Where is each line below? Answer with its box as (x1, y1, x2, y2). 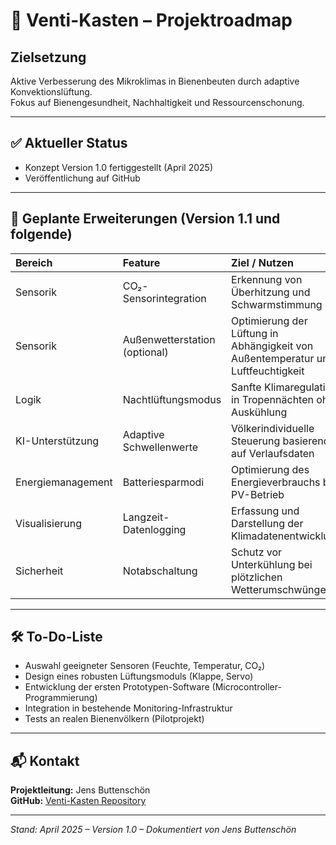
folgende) (10, 226, 73, 243)
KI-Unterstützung (15, 434, 100, 448)
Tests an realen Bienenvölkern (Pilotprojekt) (24, 713, 205, 725)
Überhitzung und (231, 285, 311, 299)
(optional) (122, 345, 169, 359)
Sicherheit (15, 564, 64, 578)
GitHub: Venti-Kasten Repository (10, 795, 147, 807)
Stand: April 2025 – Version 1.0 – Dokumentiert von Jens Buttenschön (10, 824, 297, 836)
